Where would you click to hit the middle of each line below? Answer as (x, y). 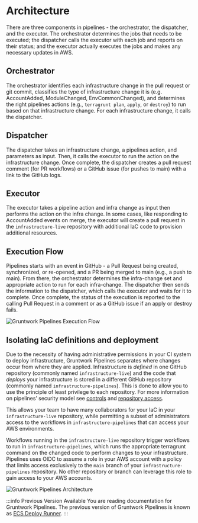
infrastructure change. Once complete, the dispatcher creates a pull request (99, 162)
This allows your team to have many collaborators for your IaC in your (91, 410)
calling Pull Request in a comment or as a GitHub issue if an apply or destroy (99, 304)
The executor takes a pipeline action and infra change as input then (88, 208)
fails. (12, 310)
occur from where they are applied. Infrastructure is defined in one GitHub (97, 367)
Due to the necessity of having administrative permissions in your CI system (99, 354)
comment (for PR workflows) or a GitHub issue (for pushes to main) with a (96, 169)
